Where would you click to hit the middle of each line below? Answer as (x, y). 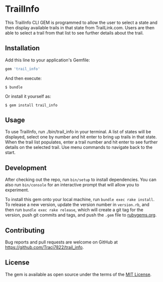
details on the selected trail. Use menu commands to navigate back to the (79, 147)
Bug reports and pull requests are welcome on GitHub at (62, 242)
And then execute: (23, 78)
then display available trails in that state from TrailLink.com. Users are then (80, 27)
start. (10, 153)
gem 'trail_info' (23, 69)
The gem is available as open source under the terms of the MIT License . (78, 274)
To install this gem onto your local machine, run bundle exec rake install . (80, 200)
